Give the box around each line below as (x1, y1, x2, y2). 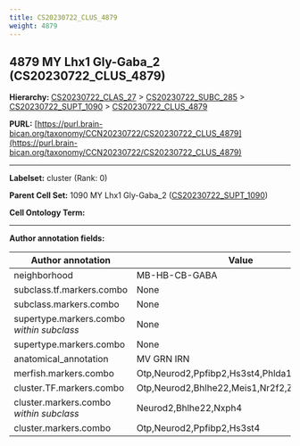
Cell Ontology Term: (9, 207, 86, 219)
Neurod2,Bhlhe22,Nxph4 (136, 402, 243, 415)
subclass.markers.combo (13, 298, 120, 310)
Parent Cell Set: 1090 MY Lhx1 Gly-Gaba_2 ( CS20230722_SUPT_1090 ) (9, 190, 269, 201)
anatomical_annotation (13, 353, 109, 366)
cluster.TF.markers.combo (13, 382, 125, 394)
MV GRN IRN (136, 353, 190, 366)
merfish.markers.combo (13, 368, 114, 380)
